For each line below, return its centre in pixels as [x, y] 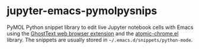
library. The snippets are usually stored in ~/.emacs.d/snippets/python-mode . [100, 40]
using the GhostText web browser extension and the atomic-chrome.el [93, 33]
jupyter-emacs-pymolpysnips [82, 11]
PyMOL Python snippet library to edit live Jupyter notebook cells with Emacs [100, 27]
